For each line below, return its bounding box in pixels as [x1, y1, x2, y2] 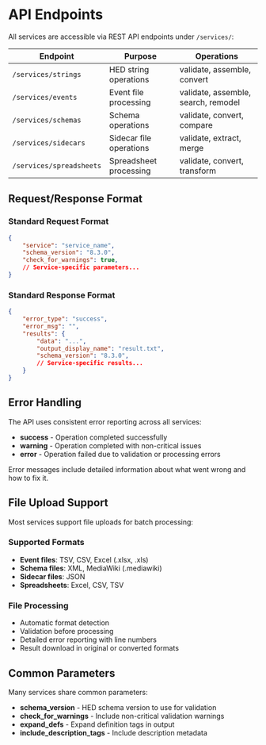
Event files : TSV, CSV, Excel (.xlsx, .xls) [19, 555, 149, 564]
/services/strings [12, 70, 82, 79]
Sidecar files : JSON [19, 571, 85, 581]
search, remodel [179, 97, 240, 108]
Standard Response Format [8, 290, 116, 301]
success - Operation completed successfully [19, 432, 168, 442]
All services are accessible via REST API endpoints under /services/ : [8, 32, 234, 41]
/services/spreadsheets [12, 161, 102, 170]
